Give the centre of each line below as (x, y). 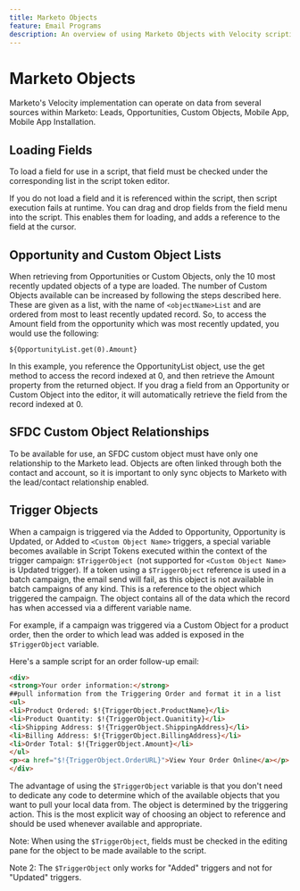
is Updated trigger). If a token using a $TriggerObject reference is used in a (148, 570)
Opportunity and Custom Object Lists (115, 255)
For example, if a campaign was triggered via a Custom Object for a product (149, 625)
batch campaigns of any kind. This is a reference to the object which (135, 588)
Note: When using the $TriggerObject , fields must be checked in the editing (149, 841)
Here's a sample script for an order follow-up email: (104, 661)
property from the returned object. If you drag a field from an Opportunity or (150, 385)
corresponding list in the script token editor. (89, 181)
